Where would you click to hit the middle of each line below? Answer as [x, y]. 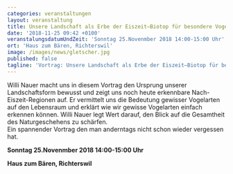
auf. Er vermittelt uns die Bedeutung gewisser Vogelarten [139, 99]
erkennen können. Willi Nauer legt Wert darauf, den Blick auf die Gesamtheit [116, 114]
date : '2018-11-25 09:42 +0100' [54, 33]
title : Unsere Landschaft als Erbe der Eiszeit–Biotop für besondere [110, 26]
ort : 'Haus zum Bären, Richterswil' [60, 46]
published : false [32, 59]
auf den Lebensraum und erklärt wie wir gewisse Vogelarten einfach [105, 107]
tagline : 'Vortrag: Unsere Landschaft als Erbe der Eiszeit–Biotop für [113, 65]
